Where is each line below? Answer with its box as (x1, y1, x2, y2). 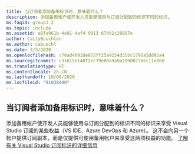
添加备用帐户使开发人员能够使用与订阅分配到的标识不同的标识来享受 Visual (6, 119, 187, 126)
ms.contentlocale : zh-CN (6, 69, 67, 75)
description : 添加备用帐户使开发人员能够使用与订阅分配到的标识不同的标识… (6, 14, 171, 20)
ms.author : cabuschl (6, 42, 57, 48)
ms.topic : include (6, 25, 51, 31)
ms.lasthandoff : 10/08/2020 (6, 74, 75, 80)
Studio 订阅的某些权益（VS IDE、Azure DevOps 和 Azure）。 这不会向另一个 (6, 127, 190, 134)
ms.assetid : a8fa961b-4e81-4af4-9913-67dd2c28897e (6, 31, 133, 36)
